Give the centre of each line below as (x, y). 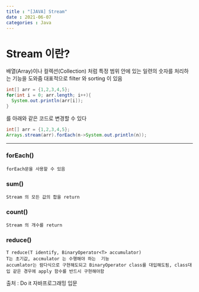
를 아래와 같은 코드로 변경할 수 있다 (46, 118)
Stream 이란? (38, 53)
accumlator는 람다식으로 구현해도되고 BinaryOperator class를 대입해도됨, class (97, 265)
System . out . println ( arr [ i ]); (47, 101)
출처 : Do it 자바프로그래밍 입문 (42, 283)
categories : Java (29, 22)
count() (17, 212)
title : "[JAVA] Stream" (37, 12)
